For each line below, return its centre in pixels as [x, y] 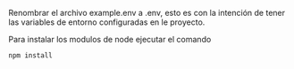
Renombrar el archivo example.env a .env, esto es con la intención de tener [147, 13]
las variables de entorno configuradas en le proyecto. [107, 22]
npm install [30, 56]
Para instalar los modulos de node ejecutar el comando [110, 39]
